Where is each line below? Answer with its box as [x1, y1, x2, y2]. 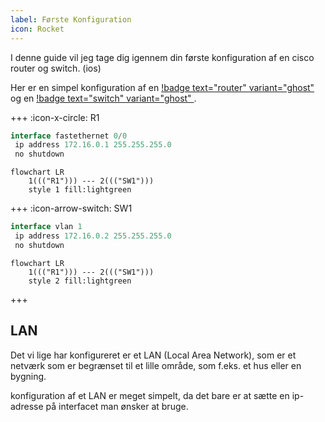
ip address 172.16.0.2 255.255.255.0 [14, 231, 172, 241]
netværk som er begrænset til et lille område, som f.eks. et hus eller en [10, 359, 302, 371]
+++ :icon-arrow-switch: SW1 [10, 202, 133, 215]
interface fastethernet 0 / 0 [10, 131, 128, 141]
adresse [10, 400, 44, 412]
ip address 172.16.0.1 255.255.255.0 [14, 140, 172, 150]
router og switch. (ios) [10, 62, 102, 74]
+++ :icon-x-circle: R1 [10, 111, 100, 123]
